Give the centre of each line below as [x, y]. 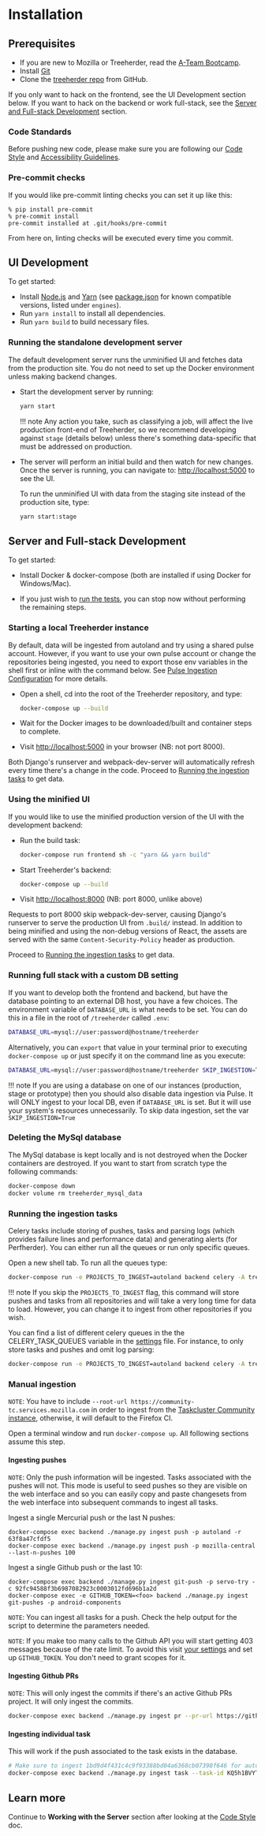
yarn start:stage [48, 517]
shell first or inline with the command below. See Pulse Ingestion [113, 670]
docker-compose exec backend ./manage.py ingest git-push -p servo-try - [132, 1582]
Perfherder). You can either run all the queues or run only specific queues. [129, 1247]
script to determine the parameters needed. [79, 1625]
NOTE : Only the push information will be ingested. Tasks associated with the [130, 1477]
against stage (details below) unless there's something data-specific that [138, 438]
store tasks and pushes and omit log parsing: [81, 1349]
